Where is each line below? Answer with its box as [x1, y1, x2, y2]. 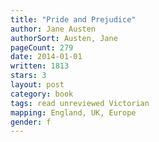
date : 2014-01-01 [10, 52, 83, 62]
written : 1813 [10, 61, 70, 71]
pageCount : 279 [10, 42, 74, 53]
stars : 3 [10, 71, 47, 81]
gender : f [10, 117, 52, 127]
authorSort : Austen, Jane [10, 33, 118, 43]
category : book [10, 89, 74, 99]
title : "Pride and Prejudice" [10, 14, 137, 25]
